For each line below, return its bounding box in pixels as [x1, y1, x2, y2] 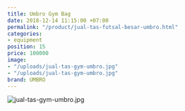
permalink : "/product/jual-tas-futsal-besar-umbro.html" [7, 23, 179, 30]
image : [7, 57, 27, 64]
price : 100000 [7, 50, 49, 57]
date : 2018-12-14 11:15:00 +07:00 [7, 17, 109, 24]
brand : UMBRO [7, 76, 46, 83]
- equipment [7, 37, 42, 44]
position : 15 [7, 43, 46, 50]
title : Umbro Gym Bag [7, 10, 71, 18]
